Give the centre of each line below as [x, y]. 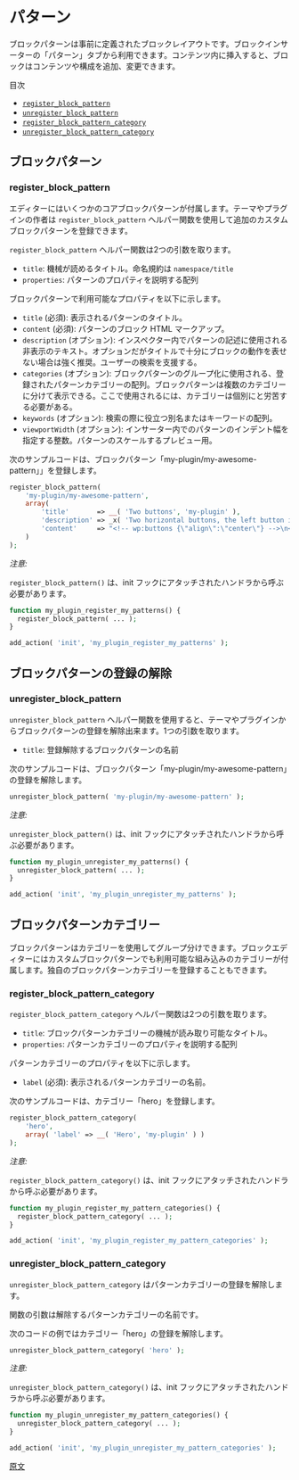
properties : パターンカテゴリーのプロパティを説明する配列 [129, 1045]
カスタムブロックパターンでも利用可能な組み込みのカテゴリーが [164, 959]
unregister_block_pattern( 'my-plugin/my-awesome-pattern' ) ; [127, 797]
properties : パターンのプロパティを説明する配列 [110, 279]
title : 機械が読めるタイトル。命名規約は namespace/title [128, 269]
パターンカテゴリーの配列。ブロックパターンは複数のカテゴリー [170, 384]
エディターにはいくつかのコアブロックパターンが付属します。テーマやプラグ [149, 208]
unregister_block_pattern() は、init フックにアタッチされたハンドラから [143, 833]
